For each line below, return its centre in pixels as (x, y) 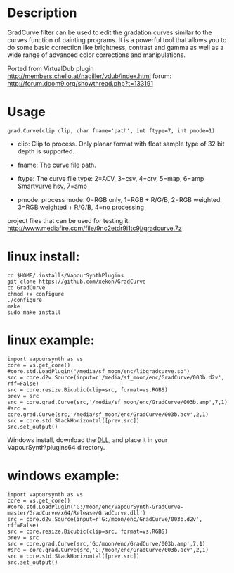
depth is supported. (46, 151)
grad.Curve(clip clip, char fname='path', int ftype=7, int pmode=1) (111, 131)
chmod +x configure (36, 294)
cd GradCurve (26, 288)
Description (42, 13)
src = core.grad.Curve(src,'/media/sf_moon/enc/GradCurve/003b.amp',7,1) (118, 402)
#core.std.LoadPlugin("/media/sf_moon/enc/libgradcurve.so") (99, 371)
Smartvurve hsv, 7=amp (52, 186)
